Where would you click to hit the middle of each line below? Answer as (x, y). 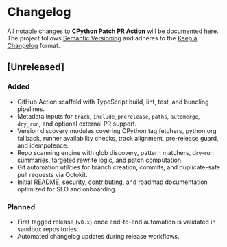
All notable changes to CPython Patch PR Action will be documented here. (113, 31)
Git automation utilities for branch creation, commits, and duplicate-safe (119, 167)
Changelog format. (34, 45)
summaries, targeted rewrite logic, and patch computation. (100, 160)
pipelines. (31, 109)
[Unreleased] (36, 67)
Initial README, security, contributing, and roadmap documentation (112, 182)
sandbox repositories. (48, 229)
